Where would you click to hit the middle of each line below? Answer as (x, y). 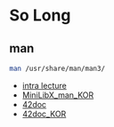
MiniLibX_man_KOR (58, 95)
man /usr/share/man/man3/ (57, 68)
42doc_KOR (44, 114)
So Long (40, 16)
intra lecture (44, 85)
